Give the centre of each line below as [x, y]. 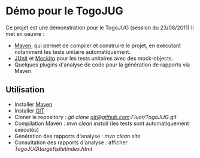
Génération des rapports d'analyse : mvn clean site [77, 136]
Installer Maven [33, 104]
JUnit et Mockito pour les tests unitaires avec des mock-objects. [94, 58]
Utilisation [25, 90]
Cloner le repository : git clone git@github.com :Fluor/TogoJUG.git [96, 117]
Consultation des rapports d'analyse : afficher [71, 142]
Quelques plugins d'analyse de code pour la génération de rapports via [102, 65]
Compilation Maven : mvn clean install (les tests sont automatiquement [101, 123]
